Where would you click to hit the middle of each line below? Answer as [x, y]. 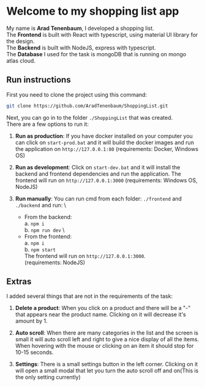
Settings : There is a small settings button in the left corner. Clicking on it [106, 364]
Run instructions [39, 80]
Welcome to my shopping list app [93, 11]
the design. [20, 41]
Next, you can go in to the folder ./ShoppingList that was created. [90, 117]
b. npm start [40, 249]
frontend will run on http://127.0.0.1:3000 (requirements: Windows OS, [106, 180]
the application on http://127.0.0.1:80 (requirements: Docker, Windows [107, 149]
